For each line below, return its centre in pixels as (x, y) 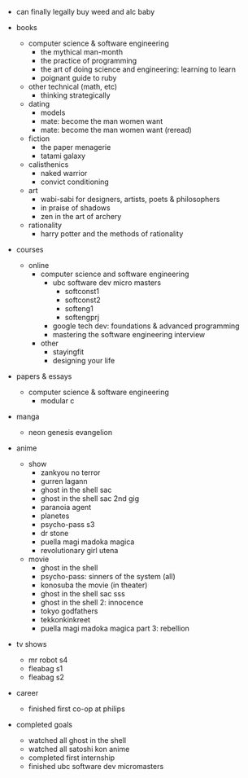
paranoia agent (66, 507)
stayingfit (68, 352)
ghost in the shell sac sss (83, 593)
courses (30, 249)
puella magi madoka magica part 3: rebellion (115, 628)
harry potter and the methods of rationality (112, 234)
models (53, 112)
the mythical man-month (82, 52)
